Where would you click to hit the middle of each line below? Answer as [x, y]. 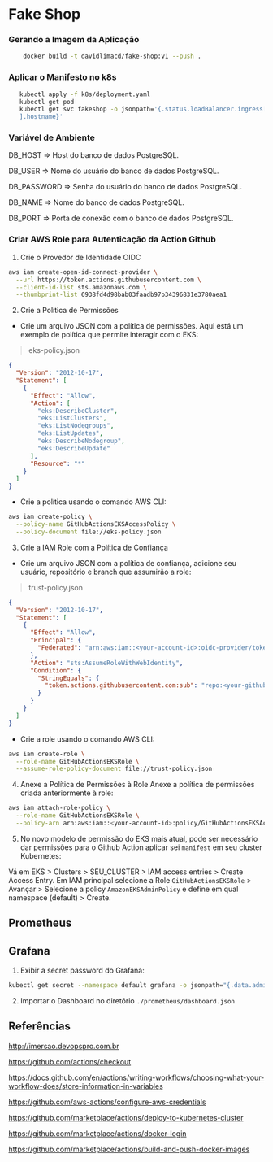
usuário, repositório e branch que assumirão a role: [106, 572]
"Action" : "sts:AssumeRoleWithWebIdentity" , [106, 663]
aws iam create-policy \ [50, 517]
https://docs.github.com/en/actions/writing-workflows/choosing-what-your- [136, 1077]
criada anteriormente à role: [67, 793]
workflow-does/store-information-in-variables [86, 1086]
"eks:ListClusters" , [72, 418]
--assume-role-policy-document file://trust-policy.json [114, 769]
